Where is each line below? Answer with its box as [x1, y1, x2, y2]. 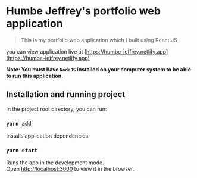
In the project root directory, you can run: [6, 105, 107, 113]
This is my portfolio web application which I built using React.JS [20, 36, 177, 43]
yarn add [6, 120, 32, 127]
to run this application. [6, 72, 64, 79]
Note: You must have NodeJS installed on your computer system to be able [6, 65, 192, 73]
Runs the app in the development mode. [6, 159, 104, 166]
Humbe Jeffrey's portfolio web [6, 4, 161, 18]
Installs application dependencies [6, 132, 89, 139]
